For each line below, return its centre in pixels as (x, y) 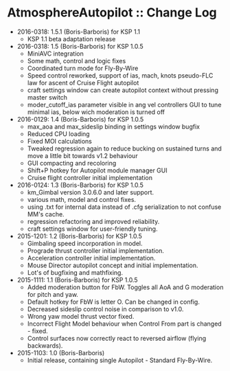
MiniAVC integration (55, 54)
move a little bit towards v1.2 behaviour (83, 155)
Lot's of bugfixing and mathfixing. (75, 272)
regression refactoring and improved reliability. (93, 221)
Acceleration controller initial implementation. (91, 258)
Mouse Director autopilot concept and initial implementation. (113, 265)
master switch (47, 97)
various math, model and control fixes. (81, 199)
